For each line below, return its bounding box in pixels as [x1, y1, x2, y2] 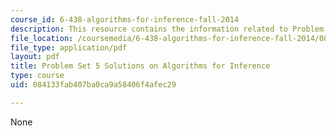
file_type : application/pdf [10, 42, 128, 53]
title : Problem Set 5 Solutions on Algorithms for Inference [10, 61, 271, 71]
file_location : [10, 33, 74, 43]
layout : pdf [10, 52, 60, 62]
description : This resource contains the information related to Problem [10, 24, 325, 34]
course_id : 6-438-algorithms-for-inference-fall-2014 [10, 14, 240, 25]
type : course [10, 71, 65, 81]
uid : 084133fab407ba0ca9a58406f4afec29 [10, 80, 177, 90]
